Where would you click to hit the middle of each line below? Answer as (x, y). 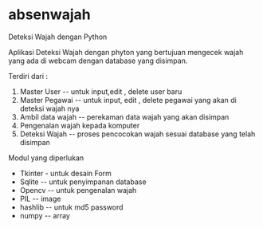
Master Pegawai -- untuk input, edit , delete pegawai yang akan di (128, 100)
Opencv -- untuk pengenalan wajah (78, 190)
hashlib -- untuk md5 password (71, 207)
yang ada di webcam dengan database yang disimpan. (98, 61)
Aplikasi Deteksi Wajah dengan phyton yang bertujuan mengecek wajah (126, 52)
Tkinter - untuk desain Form (65, 173)
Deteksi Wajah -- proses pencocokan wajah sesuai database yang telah (137, 134)
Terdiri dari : (28, 76)
